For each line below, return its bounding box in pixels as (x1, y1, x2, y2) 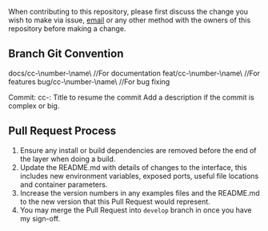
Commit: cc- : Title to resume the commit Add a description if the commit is (8, 92, 254, 102)
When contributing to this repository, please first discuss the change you (8, 7, 248, 16)
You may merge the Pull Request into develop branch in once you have (19, 205, 252, 215)
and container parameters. (19, 180, 108, 189)
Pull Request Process (8, 124, 117, 138)
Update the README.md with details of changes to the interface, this (19, 162, 247, 172)
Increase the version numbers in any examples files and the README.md (19, 188, 260, 197)
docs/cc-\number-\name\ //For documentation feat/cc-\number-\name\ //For (8, 68, 261, 78)
